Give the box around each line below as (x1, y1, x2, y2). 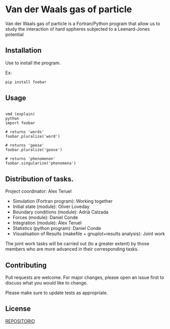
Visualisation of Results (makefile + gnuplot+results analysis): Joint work (12, 231, 165, 237)
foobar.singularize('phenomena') (5, 161, 76, 166)
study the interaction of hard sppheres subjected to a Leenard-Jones (5, 26, 150, 32)
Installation (5, 46, 42, 55)
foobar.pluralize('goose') (5, 147, 63, 153)
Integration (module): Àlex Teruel (12, 220, 82, 226)
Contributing (5, 261, 47, 269)
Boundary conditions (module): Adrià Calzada (12, 209, 108, 215)
